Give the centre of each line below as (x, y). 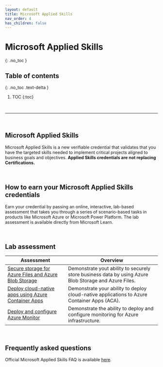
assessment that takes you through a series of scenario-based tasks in (76, 212)
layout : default (21, 9)
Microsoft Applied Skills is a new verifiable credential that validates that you (81, 147)
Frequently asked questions (48, 348)
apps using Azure (27, 295)
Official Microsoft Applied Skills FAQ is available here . (58, 360)
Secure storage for (29, 268)
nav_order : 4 (18, 18)
